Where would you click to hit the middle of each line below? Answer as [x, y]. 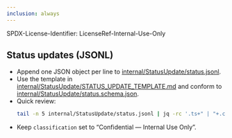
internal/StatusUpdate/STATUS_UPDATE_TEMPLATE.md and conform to [119, 87]
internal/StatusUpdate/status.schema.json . [78, 94]
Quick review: [36, 101]
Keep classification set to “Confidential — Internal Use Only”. [106, 127]
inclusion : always [33, 14]
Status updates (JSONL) [60, 55]
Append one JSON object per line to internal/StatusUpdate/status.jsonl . [119, 72]
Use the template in [44, 79]
